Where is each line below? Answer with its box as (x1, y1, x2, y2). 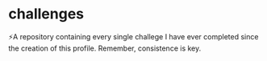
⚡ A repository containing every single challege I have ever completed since (8, 31, 259, 41)
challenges (8, 5, 85, 23)
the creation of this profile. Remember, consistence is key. (8, 43, 202, 53)
